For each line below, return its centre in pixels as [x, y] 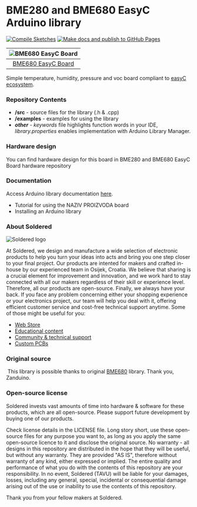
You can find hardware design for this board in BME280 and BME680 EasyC [98, 159]
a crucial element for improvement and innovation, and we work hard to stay [98, 276]
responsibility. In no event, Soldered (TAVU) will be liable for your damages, [97, 473]
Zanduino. [18, 378]
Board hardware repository [39, 165]
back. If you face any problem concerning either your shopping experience [97, 294]
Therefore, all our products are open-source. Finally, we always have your [96, 289]
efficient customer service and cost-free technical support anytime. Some [96, 307]
